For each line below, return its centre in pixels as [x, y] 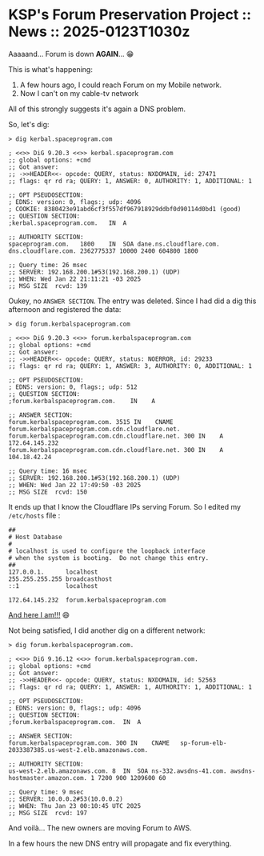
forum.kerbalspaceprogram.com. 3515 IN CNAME [91, 422]
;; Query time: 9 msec [46, 792]
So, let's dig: [29, 124]
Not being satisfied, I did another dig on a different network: [107, 630]
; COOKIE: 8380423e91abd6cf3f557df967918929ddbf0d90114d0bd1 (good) [125, 209]
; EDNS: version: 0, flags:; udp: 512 [73, 387]
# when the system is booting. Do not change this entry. [109, 558]
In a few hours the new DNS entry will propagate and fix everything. [120, 843]
